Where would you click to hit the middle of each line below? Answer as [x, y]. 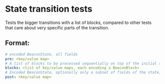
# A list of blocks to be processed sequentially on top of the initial [81, 63]
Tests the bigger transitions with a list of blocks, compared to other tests [78, 22]
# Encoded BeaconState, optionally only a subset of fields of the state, [83, 73]
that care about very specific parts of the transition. [57, 27]
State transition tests [49, 9]
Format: [17, 43]
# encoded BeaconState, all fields [41, 54]
